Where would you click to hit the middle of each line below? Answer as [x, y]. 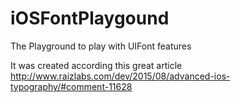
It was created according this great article [96, 65]
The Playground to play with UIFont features [101, 46]
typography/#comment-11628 [71, 86]
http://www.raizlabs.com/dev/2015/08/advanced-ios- [120, 76]
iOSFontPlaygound [90, 18]
